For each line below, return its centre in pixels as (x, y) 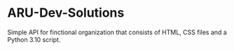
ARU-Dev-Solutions (66, 13)
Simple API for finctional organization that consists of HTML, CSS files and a (117, 32)
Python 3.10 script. (34, 39)
